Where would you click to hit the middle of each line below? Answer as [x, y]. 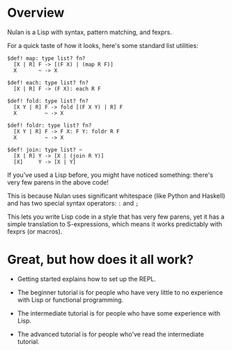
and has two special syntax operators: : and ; [73, 203]
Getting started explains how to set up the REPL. [87, 279]
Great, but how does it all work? [100, 260]
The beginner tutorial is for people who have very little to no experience [120, 292]
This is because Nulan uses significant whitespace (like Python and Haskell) [116, 196]
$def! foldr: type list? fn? [49, 125]
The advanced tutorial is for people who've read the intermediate [110, 334]
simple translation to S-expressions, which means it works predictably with [115, 224]
